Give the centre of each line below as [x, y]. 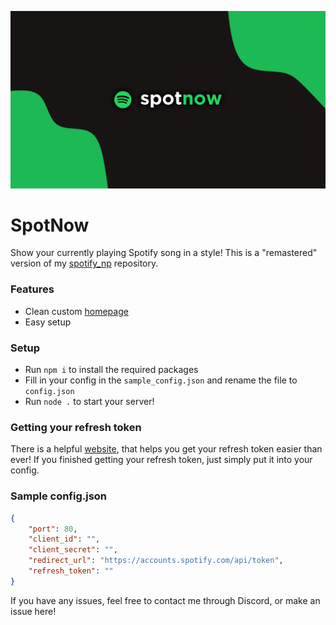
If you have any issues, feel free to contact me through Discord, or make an [165, 600]
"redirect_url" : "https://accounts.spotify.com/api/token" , [156, 561]
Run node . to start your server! [89, 402]
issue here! [33, 611]
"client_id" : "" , [64, 539]
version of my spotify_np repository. [84, 263]
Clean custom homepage [76, 311]
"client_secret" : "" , [73, 550]
